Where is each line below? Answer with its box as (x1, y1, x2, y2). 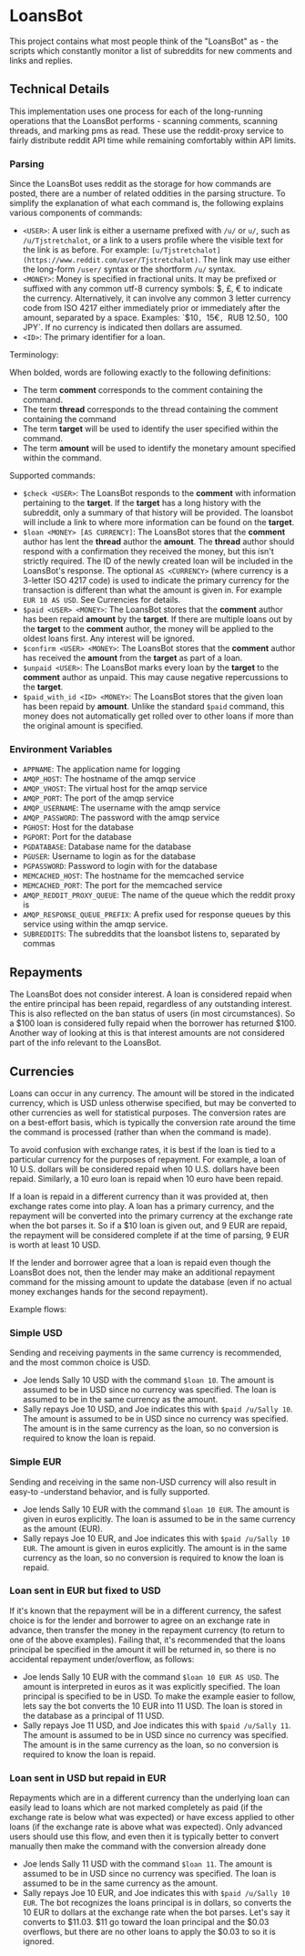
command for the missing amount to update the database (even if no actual (9, 1276, 292, 1287)
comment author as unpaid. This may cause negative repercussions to (22, 672, 289, 683)
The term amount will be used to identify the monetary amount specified (22, 443, 296, 454)
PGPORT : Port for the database (22, 832, 132, 843)
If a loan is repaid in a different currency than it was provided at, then (9, 1191, 269, 1202)
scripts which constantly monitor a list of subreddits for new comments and (9, 45, 293, 56)
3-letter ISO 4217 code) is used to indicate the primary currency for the (22, 575, 290, 586)
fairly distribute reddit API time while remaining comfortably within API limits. (9, 134, 297, 146)
